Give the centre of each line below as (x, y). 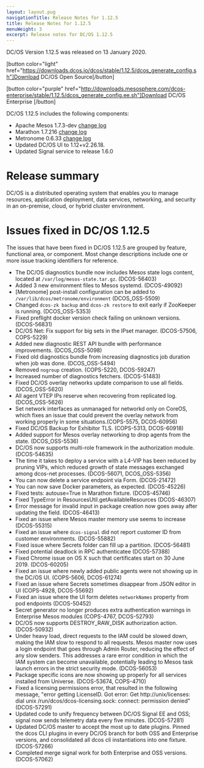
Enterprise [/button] (31, 102)
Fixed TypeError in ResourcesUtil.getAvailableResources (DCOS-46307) (105, 499)
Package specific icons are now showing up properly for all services (101, 675)
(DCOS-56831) (34, 324)
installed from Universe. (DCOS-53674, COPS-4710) (81, 681)
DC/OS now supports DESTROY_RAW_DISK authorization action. (96, 623)
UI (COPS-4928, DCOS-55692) (54, 591)
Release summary (53, 176)
